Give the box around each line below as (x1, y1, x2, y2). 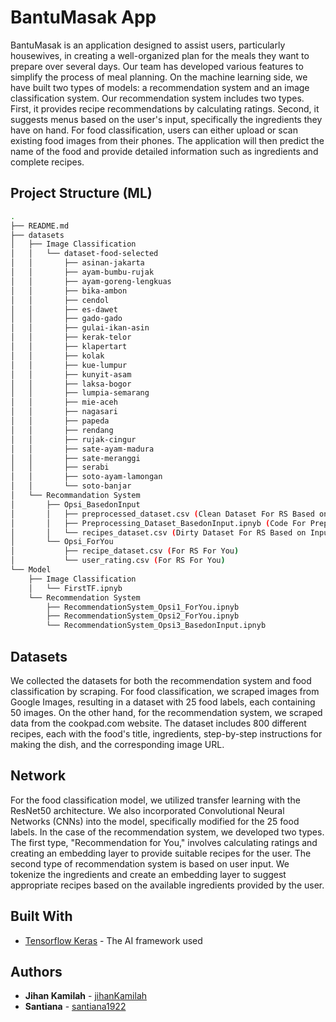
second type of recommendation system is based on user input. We (10, 857, 290, 870)
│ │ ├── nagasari (10, 407, 118, 417)
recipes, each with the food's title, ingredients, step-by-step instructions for (10, 727, 323, 740)
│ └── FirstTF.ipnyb (28, 583, 123, 593)
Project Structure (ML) (10, 185, 153, 202)
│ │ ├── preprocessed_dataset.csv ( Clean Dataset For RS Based (10, 509, 315, 519)
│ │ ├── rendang (10, 425, 114, 435)
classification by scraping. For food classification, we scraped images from (10, 685, 320, 697)
